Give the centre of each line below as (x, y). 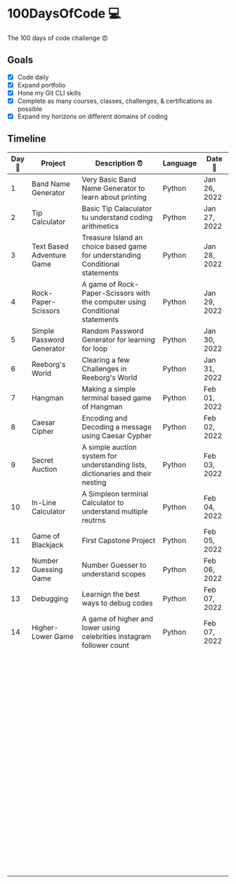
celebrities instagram (117, 636)
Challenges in (104, 368)
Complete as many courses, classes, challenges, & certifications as (115, 101)
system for (99, 456)
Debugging (50, 598)
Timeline (27, 139)
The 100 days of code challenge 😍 (58, 38)
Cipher (42, 431)
